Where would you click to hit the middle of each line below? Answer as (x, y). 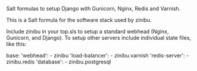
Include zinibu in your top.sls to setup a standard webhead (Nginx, (87, 31)
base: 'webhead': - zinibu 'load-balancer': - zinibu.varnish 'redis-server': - (98, 55)
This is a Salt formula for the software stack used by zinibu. (79, 20)
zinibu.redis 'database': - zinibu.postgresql (59, 62)
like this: (16, 44)
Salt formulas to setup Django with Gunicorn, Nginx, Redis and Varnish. (93, 9)
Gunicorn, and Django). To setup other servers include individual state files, (99, 38)
